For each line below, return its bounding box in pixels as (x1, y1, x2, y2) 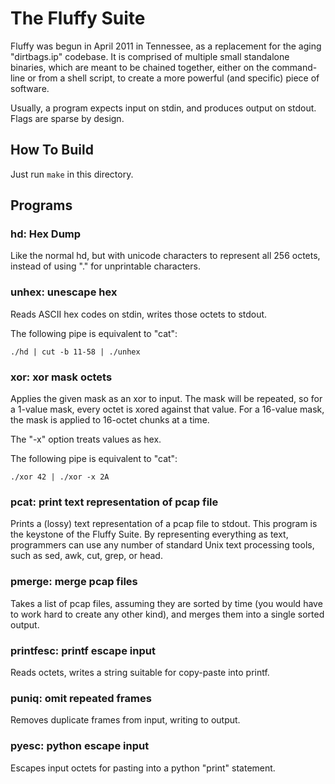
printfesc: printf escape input (10, 643, 156, 657)
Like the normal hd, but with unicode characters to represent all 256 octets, (10, 250, 321, 262)
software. (10, 82, 50, 94)
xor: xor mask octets (10, 370, 113, 384)
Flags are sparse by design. (10, 112, 125, 124)
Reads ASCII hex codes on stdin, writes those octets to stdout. (10, 308, 268, 320)
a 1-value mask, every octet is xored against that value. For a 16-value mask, (10, 403, 325, 416)
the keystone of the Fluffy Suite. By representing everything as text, (10, 528, 289, 541)
